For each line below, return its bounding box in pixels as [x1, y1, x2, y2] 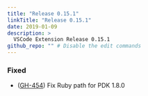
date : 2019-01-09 [7, 23, 58, 30]
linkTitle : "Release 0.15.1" [7, 17, 92, 24]
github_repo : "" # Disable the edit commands [7, 42, 141, 49]
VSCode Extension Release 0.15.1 [13, 36, 110, 43]
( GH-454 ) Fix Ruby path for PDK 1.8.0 [17, 81, 125, 90]
